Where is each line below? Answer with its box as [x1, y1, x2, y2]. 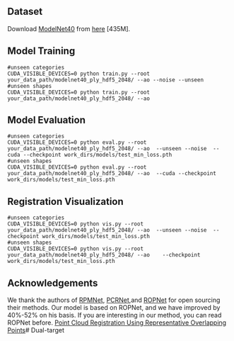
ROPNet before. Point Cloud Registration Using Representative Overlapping [7, 318, 227, 327]
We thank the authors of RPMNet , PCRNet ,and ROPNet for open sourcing [7, 296, 221, 304]
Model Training [7, 45, 76, 57]
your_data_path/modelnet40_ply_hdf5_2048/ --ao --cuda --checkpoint [7, 170, 217, 177]
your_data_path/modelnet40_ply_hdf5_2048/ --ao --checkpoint [7, 252, 201, 259]
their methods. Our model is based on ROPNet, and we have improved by [7, 303, 221, 312]
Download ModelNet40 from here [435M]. [7, 24, 131, 33]
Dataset [7, 6, 43, 18]
